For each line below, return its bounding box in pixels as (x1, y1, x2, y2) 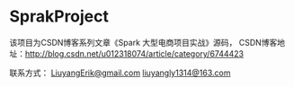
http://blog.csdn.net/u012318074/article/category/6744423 (25, 48, 245, 59)
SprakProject (9, 6, 110, 27)
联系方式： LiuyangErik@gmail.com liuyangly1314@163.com (9, 67, 231, 78)
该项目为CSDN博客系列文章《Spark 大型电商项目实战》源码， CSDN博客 (9, 37, 278, 48)
